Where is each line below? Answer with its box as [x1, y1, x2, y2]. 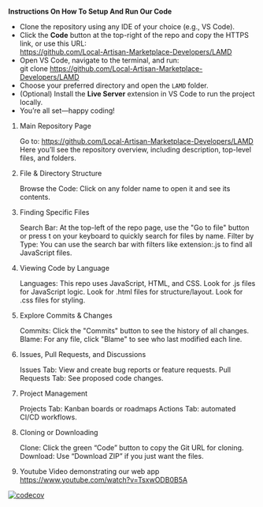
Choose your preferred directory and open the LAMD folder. [19, 81, 209, 90]
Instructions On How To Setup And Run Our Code [8, 7, 172, 16]
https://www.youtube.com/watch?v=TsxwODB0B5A [19, 475, 187, 484]
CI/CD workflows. [19, 412, 77, 422]
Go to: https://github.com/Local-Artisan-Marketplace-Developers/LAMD [19, 137, 254, 145]
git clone [19, 64, 49, 73]
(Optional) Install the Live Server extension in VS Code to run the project [19, 89, 255, 98]
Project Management [19, 389, 88, 398]
